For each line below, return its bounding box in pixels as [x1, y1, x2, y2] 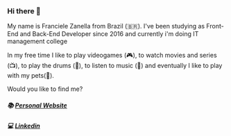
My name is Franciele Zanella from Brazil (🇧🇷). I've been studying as [7, 22, 205, 31]
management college [7, 37, 68, 46]
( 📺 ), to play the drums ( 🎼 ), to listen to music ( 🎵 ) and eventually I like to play [7, 62, 223, 70]
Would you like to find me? [7, 85, 83, 93]
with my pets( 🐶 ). [7, 71, 54, 80]
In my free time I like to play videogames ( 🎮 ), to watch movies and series [7, 51, 217, 60]
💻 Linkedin [7, 121, 40, 130]
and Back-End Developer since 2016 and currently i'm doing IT [19, 30, 199, 38]
